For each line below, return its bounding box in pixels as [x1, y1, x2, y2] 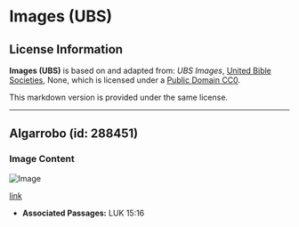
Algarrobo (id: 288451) [9, 126, 139, 142]
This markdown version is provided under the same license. [9, 92, 229, 102]
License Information [9, 42, 123, 57]
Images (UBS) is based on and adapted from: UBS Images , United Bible [9, 65, 271, 76]
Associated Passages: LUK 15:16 [21, 207, 145, 218]
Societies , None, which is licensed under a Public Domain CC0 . [9, 75, 241, 85]
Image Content [9, 153, 76, 166]
